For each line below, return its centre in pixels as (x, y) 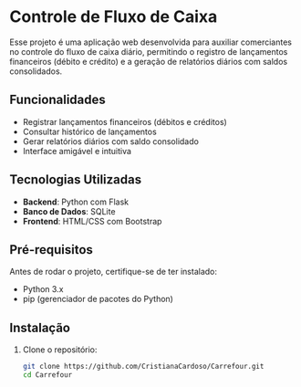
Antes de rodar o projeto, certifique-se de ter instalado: (113, 272)
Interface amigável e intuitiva (77, 151)
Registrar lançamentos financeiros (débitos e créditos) (125, 121)
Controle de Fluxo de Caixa (114, 17)
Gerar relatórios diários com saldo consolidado (110, 141)
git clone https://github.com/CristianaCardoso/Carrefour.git (143, 367)
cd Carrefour (47, 375)
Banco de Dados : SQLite (69, 211)
